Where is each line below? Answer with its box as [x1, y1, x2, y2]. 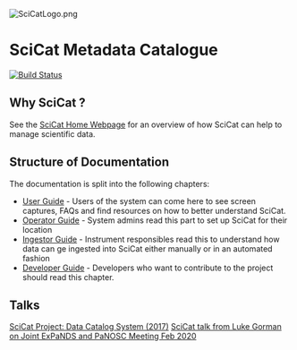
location [21, 224, 53, 235]
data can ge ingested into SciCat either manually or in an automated [21, 243, 273, 254]
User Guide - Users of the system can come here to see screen [21, 195, 257, 206]
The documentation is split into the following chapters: [9, 178, 210, 189]
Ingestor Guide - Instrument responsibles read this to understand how [21, 234, 280, 244]
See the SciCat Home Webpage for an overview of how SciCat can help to [9, 119, 283, 130]
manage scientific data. [9, 128, 96, 139]
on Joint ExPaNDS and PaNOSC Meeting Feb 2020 [9, 331, 197, 342]
